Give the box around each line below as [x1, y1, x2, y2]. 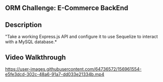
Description [5, 21, 42, 29]
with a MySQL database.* [5, 39, 57, 45]
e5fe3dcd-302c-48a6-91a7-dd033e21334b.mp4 [5, 71, 104, 78]
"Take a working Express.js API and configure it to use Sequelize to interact [5, 34, 158, 40]
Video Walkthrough [5, 53, 66, 61]
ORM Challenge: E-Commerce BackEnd [5, 4, 129, 12]
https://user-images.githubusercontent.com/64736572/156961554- [5, 66, 142, 72]
